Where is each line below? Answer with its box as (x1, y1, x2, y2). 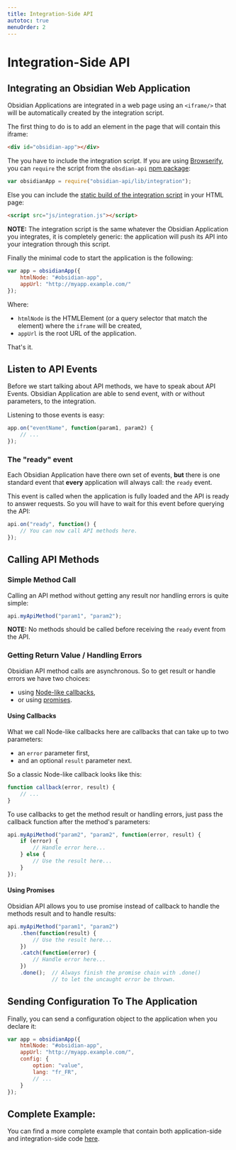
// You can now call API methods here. (20, 527, 138, 535)
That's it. (7, 342, 33, 351)
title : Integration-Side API (7, 10, 94, 18)
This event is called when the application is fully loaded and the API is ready (7, 492, 230, 500)
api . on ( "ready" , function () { (7, 521, 97, 528)
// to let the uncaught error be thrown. (52, 975, 176, 983)
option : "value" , (33, 1062, 84, 1069)
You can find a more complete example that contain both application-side (7, 1127, 222, 1136)
